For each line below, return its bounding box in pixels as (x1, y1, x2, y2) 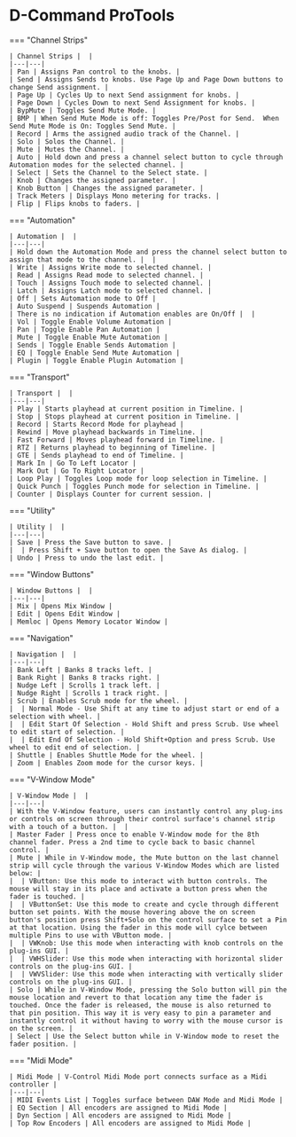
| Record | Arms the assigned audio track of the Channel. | (9, 129, 240, 138)
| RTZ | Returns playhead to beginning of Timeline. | (9, 443, 216, 452)
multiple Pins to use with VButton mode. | (9, 930, 173, 940)
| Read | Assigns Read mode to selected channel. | (9, 271, 204, 279)
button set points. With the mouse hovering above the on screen (9, 907, 255, 916)
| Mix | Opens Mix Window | (9, 601, 113, 610)
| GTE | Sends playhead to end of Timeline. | (9, 451, 184, 459)
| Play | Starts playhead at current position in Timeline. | (9, 404, 244, 413)
